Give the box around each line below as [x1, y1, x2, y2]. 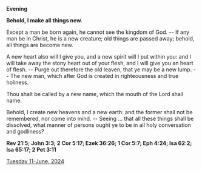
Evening [6, 5, 28, 12]
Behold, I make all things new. [6, 17, 83, 24]
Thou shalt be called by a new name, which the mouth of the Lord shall [6, 91, 184, 97]
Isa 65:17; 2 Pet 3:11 [6, 146, 56, 153]
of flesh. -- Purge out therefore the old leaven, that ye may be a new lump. [6, 66, 192, 73]
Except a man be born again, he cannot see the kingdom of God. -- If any [6, 28, 190, 36]
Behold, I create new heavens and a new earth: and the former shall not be [6, 109, 193, 115]
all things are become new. [6, 42, 74, 48]
